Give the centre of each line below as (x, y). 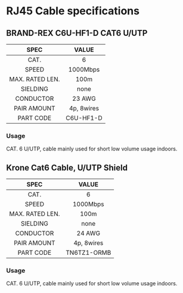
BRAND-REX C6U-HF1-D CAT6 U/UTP (77, 33)
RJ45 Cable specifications (73, 11)
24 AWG (88, 233)
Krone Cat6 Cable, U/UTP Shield (67, 167)
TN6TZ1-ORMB (88, 253)
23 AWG (84, 98)
